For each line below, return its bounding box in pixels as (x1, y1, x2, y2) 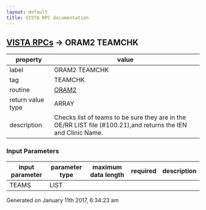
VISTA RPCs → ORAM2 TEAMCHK (6, 37, 139, 48)
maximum (92, 163, 123, 171)
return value (9, 96, 45, 104)
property (15, 56, 42, 64)
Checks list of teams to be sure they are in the (54, 113, 186, 122)
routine (9, 86, 30, 94)
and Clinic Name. (54, 129, 103, 137)
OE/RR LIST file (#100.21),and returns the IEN (54, 121, 187, 129)
